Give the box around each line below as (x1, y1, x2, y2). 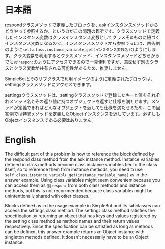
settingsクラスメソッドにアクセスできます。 (5, 82, 94, 87)
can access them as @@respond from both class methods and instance (5, 182, 146, 188)
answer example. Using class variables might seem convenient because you (5, 177, 160, 183)
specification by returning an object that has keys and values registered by (5, 213, 157, 219)
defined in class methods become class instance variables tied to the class (5, 161, 157, 167)
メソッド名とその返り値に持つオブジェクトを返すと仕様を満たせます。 (9, 98, 152, 104)
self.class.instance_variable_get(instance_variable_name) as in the (5, 171, 147, 178)
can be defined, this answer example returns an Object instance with (5, 228, 145, 235)
